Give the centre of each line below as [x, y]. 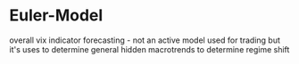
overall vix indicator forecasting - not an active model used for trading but [145, 40]
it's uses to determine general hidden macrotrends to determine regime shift [149, 49]
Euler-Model [56, 16]
